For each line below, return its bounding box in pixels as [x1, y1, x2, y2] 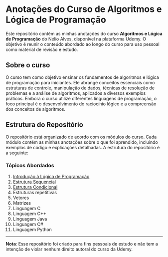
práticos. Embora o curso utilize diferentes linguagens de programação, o [5, 95, 157, 101]
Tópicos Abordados [5, 162, 54, 169]
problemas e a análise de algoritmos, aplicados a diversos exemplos [5, 90, 146, 96]
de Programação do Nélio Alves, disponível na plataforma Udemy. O [5, 36, 147, 42]
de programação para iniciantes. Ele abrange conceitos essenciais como [5, 79, 155, 85]
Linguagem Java [12, 216, 47, 222]
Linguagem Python [12, 226, 52, 233]
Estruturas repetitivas [12, 189, 57, 195]
